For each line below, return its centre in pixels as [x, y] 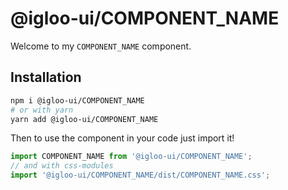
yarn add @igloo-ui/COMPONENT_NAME [84, 119]
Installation [46, 77]
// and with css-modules [62, 166]
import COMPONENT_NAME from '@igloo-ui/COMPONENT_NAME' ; [131, 157]
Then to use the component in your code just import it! [122, 138]
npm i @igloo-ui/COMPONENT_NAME [77, 100]
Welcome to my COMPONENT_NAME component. [101, 46]
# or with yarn [42, 110]
